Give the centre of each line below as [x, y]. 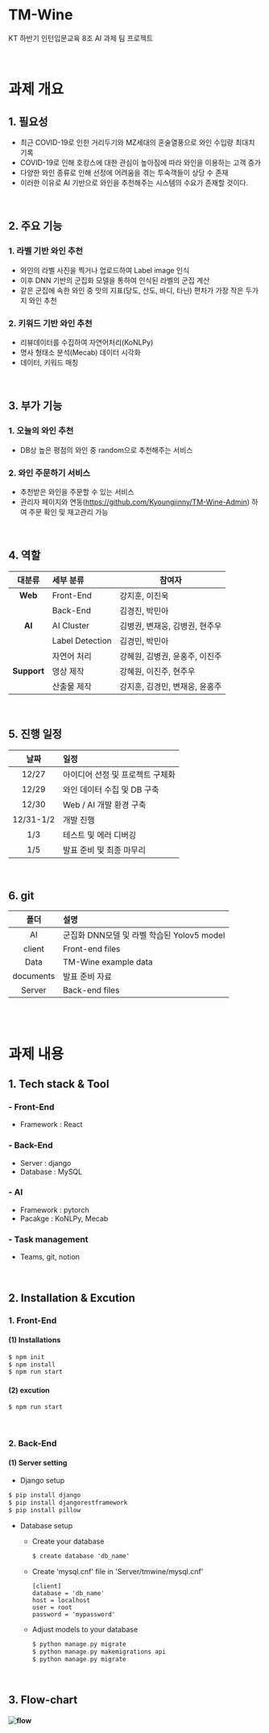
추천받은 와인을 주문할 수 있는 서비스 [77, 491]
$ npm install [32, 1364]
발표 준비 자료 [88, 976]
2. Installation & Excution [72, 1298]
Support [29, 670]
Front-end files [92, 949]
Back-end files [91, 990]
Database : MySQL [51, 1171]
